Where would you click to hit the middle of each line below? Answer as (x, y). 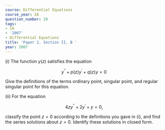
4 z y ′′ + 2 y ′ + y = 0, (84, 106)
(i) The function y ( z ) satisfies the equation (48, 61)
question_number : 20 (27, 19)
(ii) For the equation (25, 96)
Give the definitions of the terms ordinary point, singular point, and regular (82, 81)
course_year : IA (22, 14)
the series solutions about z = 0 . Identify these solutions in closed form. (79, 122)
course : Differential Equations (39, 10)
